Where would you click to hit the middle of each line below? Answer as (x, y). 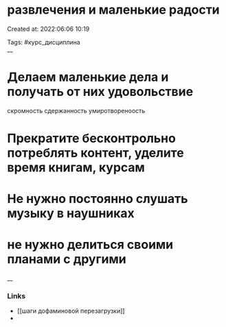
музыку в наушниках (71, 214)
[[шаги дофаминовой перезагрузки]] (71, 311)
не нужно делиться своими (90, 245)
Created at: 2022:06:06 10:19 (48, 29)
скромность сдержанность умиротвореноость (76, 110)
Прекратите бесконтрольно (92, 138)
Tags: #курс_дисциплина (44, 42)
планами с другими (67, 259)
